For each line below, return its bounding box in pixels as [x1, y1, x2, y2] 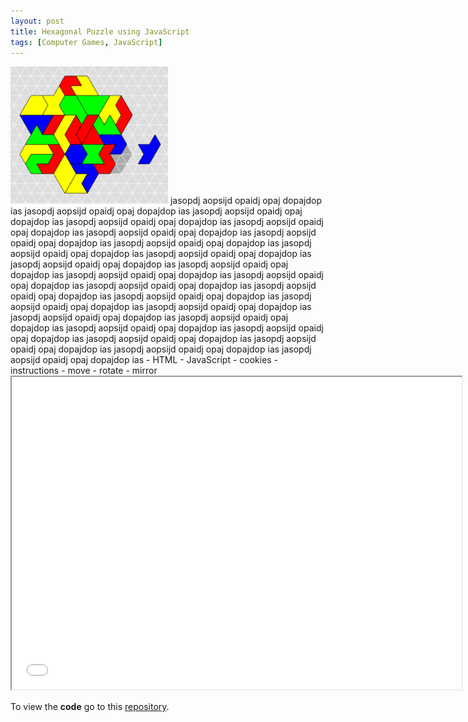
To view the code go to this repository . [10, 701, 170, 713]
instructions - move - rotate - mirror [10, 365, 158, 377]
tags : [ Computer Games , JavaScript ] [10, 37, 163, 47]
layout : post [10, 16, 65, 26]
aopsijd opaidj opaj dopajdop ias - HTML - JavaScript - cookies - [10, 354, 279, 366]
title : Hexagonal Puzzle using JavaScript [10, 26, 190, 37]
